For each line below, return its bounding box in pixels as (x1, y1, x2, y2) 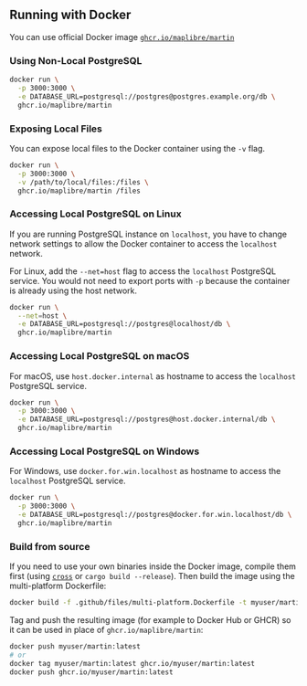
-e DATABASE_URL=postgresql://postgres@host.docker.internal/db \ (17, 415, 276, 424)
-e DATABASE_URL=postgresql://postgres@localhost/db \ (17, 320, 231, 329)
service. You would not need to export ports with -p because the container (9, 275, 291, 286)
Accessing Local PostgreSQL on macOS (9, 350, 190, 363)
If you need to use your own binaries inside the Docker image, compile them (9, 561, 297, 572)
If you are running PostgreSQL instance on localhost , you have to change (9, 228, 288, 239)
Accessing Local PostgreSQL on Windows (9, 445, 200, 458)
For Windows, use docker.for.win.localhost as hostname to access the (9, 466, 281, 477)
